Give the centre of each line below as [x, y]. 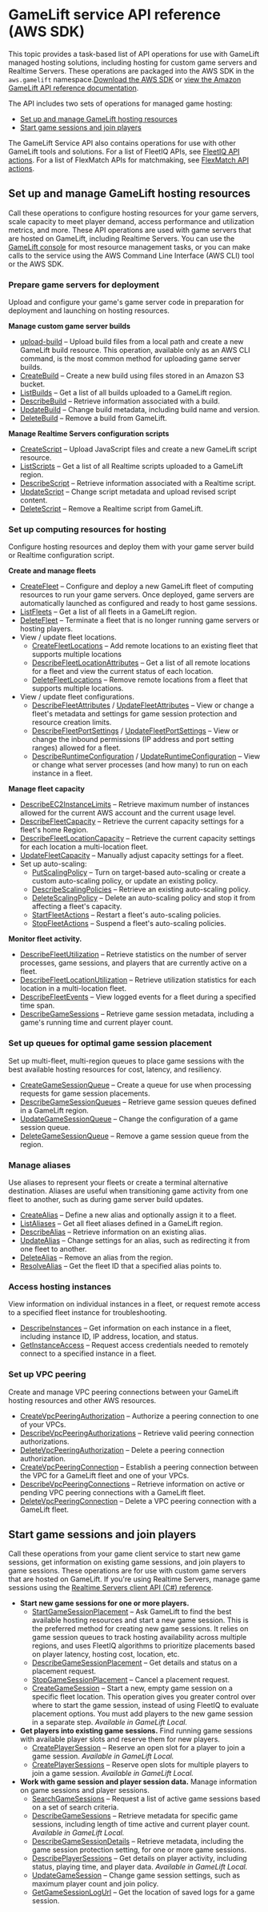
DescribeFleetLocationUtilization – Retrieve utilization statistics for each [138, 980]
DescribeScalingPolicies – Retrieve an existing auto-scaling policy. [141, 889]
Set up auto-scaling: [53, 864]
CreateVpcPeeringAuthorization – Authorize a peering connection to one [139, 1416]
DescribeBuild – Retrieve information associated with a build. [120, 401]
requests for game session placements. [85, 1093]
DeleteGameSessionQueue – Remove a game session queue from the [134, 1136]
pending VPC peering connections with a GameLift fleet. [113, 1492]
